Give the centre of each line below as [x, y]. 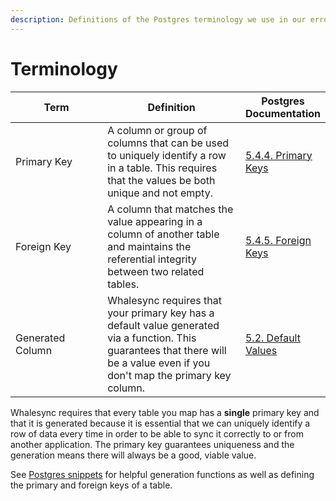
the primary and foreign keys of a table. [91, 485]
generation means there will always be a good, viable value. [133, 455]
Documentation [282, 113]
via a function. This [152, 338]
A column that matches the [170, 209]
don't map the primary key [169, 375]
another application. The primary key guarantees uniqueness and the [152, 444]
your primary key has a [161, 313]
